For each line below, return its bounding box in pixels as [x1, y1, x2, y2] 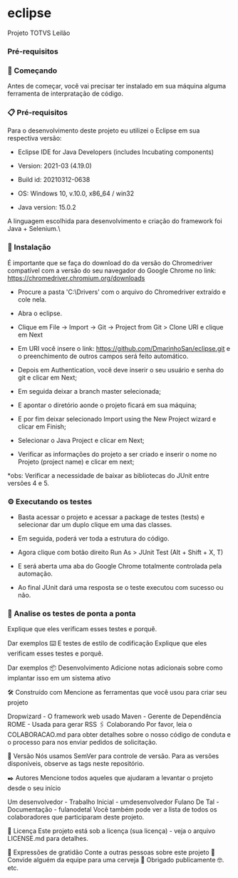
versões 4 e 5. [7, 479, 50, 487]
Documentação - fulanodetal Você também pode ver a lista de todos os [7, 805, 217, 814]
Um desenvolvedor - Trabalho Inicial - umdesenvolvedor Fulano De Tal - [7, 797, 219, 807]
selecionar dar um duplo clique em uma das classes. [17, 521, 172, 529]
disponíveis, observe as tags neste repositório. [7, 760, 145, 768]
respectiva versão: [7, 134, 62, 143]
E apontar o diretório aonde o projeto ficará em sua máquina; [17, 401, 197, 409]
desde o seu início [7, 784, 61, 792]
